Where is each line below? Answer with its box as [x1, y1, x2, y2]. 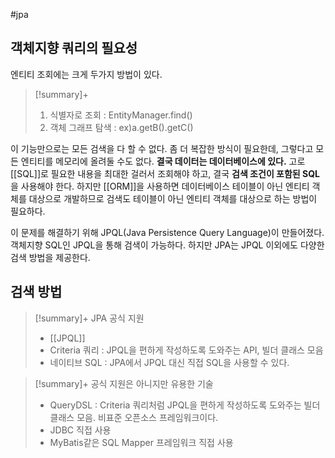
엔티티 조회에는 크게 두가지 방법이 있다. [10, 68, 163, 80]
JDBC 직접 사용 [49, 424, 112, 436]
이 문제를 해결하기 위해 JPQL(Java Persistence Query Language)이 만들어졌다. [10, 226, 325, 238]
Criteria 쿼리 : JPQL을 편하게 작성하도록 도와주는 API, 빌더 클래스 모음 [49, 344, 324, 356]
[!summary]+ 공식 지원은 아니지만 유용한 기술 [34, 377, 214, 389]
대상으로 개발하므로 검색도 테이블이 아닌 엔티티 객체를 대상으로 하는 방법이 [28, 192, 318, 204]
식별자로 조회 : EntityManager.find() [49, 109, 193, 121]
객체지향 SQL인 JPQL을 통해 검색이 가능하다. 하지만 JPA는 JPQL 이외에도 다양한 [10, 239, 325, 251]
